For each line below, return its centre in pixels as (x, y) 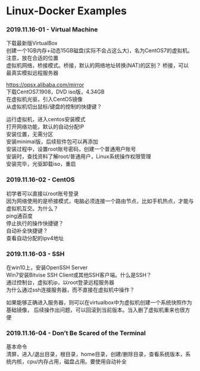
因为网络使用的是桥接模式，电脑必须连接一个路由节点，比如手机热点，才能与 (100, 201)
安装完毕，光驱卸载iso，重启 (41, 164)
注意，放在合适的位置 (32, 58)
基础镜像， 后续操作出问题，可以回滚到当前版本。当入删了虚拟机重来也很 (96, 310)
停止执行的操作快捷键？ (35, 223)
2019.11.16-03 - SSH (35, 254)
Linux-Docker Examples (66, 11)
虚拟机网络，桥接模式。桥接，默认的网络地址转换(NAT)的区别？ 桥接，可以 (98, 65)
